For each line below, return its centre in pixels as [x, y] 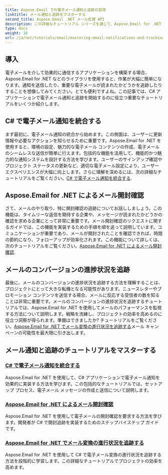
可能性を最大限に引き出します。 [55, 333]
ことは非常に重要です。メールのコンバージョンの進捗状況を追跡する [75, 301]
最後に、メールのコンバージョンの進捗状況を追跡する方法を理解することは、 [84, 283]
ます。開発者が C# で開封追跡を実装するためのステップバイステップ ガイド [82, 422]
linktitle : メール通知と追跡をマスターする [45, 15]
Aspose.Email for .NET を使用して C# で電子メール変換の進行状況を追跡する [83, 455]
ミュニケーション [23, 233]
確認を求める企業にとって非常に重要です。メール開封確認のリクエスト [77, 221]
